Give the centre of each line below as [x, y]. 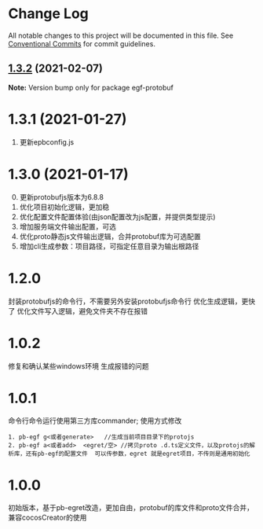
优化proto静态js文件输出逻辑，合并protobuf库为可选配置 [110, 236]
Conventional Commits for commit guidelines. [82, 43]
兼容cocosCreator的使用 [47, 518]
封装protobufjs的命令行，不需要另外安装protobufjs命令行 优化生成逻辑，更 [128, 301]
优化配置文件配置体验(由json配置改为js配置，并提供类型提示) [117, 216]
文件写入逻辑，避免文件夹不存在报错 [89, 310]
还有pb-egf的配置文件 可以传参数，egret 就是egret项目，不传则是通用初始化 [138, 454]
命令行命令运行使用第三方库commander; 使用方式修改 [95, 421]
